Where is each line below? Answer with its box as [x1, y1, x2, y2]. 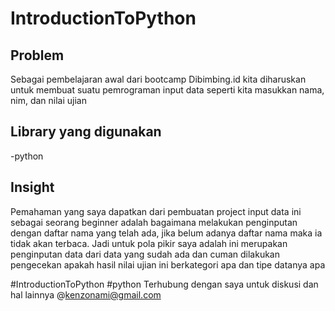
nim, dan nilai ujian [10, 95, 87, 106]
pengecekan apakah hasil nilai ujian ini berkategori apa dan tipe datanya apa [10, 258, 326, 271]
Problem [10, 47, 65, 64]
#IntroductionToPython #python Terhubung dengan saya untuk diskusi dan [10, 278, 319, 290]
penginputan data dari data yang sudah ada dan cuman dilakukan [10, 248, 281, 260]
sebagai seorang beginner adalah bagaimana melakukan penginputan [10, 216, 298, 228]
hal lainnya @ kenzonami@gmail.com [10, 288, 162, 301]
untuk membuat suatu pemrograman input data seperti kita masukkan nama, [10, 84, 325, 96]
